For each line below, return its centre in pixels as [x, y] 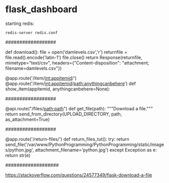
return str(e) [18, 155]
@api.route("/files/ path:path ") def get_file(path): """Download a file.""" [79, 108]
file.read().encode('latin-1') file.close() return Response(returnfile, [74, 57]
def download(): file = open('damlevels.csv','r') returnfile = [66, 52]
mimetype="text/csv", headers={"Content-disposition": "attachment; [77, 63]
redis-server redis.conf [31, 33]
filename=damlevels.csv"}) [33, 68]
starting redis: [20, 23]
